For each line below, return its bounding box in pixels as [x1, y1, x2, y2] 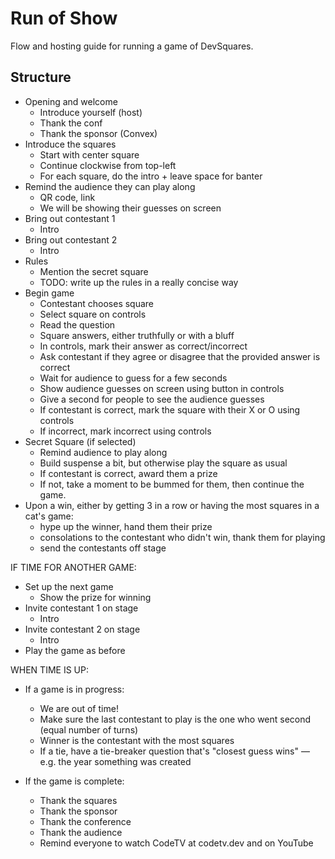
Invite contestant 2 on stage [24, 623, 141, 635]
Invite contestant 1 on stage [24, 602, 139, 614]
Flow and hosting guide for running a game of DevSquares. [10, 40, 254, 52]
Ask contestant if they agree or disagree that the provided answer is [39, 350, 321, 362]
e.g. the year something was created [39, 755, 192, 767]
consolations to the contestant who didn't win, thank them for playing [39, 531, 326, 543]
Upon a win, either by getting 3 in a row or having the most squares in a [24, 499, 320, 511]
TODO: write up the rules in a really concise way [39, 276, 239, 288]
